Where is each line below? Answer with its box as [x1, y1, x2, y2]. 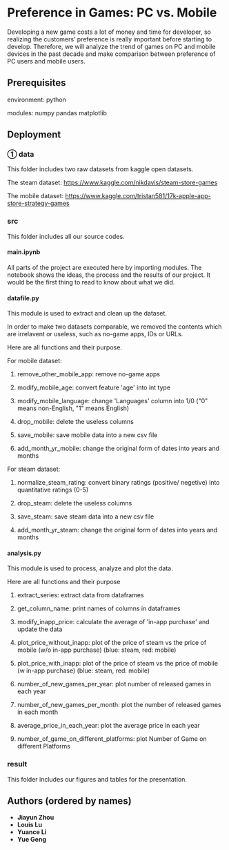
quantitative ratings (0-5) [17, 485, 89, 494]
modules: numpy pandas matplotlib [7, 108, 107, 117]
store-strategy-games [7, 199, 70, 208]
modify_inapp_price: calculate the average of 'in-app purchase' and [17, 618, 210, 626]
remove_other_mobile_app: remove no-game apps [17, 370, 161, 378]
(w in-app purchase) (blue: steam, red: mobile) [17, 666, 150, 675]
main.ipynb [7, 248, 41, 256]
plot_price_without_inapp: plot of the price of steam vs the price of [17, 639, 207, 647]
